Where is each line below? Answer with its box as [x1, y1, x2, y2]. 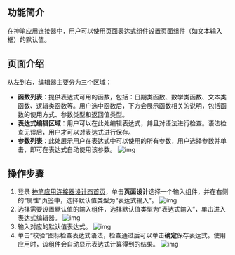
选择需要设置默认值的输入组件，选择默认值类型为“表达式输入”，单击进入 [17, 205, 227, 214]
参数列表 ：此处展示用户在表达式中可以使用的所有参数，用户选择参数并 [17, 136, 221, 145]
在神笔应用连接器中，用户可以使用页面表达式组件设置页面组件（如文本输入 [7, 27, 222, 35]
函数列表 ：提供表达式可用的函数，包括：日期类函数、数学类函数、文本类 [17, 92, 227, 101]
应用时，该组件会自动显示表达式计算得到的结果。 [17, 240, 159, 249]
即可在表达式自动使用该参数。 [29, 145, 116, 153]
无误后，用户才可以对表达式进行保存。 [23, 127, 135, 136]
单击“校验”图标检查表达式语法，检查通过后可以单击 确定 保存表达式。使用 [17, 231, 227, 240]
